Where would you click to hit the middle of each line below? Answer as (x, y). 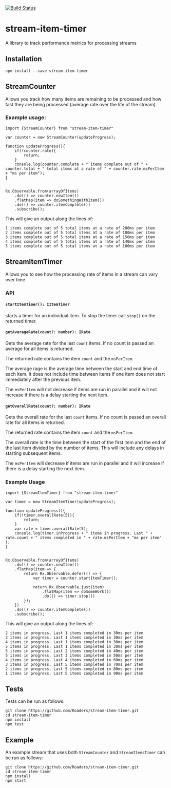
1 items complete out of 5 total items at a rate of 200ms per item (80, 228)
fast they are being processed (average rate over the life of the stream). (81, 104)
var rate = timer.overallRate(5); (51, 529)
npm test (15, 724)
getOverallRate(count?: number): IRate (48, 406)
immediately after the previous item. (43, 379)
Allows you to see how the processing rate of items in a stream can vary (82, 274)
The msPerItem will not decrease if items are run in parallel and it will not (81, 389)
